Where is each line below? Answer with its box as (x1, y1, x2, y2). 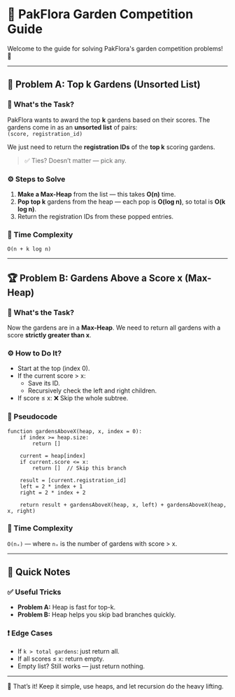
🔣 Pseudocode (7, 412, 58, 422)
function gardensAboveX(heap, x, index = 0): (7, 428, 142, 435)
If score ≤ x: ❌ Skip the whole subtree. (17, 394, 129, 402)
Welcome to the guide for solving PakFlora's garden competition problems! (7, 44, 224, 52)
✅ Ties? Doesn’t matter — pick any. (24, 156, 127, 164)
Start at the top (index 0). (17, 364, 90, 373)
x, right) (7, 507, 36, 514)
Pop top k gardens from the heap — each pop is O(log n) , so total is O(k (17, 197, 226, 206)
